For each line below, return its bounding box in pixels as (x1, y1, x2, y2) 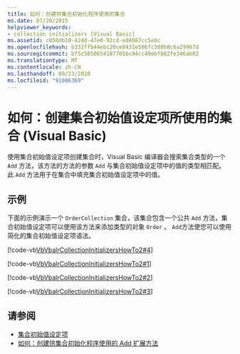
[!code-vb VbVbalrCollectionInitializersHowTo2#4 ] (7, 246, 153, 254)
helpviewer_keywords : (7, 24, 72, 31)
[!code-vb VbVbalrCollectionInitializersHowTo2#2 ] (7, 273, 153, 282)
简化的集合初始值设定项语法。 (7, 231, 95, 240)
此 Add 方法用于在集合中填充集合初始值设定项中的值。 (7, 171, 165, 179)
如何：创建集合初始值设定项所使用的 (7, 110, 220, 126)
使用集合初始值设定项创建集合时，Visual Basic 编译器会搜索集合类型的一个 (7, 153, 226, 161)
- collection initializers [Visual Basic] (7, 30, 135, 38)
